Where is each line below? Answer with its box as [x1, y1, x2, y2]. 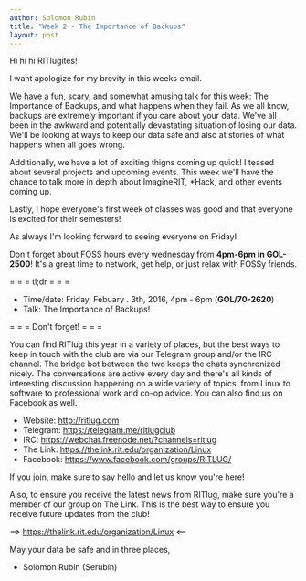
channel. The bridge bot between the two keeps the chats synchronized [9, 358, 280, 370]
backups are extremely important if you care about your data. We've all [9, 111, 277, 121]
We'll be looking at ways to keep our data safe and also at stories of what [9, 130, 285, 141]
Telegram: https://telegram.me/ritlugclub [22, 425, 176, 436]
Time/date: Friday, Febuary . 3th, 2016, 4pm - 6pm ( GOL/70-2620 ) [22, 294, 275, 305]
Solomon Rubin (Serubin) [22, 562, 118, 573]
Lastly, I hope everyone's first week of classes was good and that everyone [9, 204, 294, 215]
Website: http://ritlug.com [22, 415, 120, 426]
